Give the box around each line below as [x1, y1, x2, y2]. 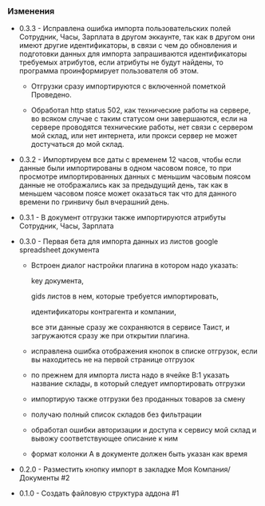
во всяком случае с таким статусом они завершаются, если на [30, 114, 248, 124]
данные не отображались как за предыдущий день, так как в [18, 180, 229, 190]
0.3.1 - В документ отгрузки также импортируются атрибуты [18, 213, 227, 223]
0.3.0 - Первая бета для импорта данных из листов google [18, 237, 219, 247]
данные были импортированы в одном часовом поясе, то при [18, 164, 232, 173]
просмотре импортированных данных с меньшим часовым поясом [18, 172, 251, 181]
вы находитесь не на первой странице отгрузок [30, 355, 195, 365]
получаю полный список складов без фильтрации [30, 409, 202, 420]
